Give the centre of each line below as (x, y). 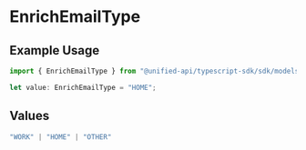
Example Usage (55, 50)
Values (30, 116)
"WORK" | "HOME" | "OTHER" (61, 137)
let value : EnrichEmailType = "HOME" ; (83, 87)
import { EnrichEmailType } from (73, 71)
